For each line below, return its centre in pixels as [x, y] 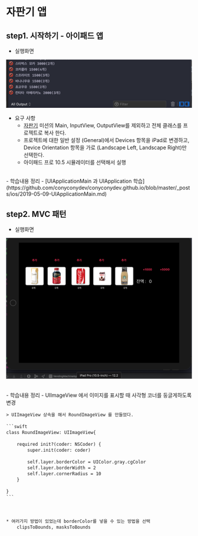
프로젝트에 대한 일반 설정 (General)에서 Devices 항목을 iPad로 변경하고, [106, 140]
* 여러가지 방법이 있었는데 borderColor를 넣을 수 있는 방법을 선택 [78, 522]
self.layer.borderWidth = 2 [62, 468]
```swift [17, 427]
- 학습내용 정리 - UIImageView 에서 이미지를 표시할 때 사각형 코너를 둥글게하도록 [99, 395]
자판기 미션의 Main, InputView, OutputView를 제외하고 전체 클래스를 [103, 126]
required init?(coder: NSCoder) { [59, 445]
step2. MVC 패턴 [36, 214]
